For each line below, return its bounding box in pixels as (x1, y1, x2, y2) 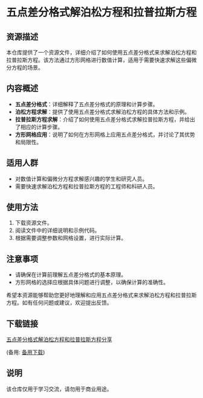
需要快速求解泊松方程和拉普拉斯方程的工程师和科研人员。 (14, 182, 158, 190)
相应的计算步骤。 (20, 123, 63, 130)
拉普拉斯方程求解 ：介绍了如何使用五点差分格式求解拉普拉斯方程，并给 (14, 116, 190, 123)
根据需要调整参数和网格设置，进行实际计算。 (14, 234, 127, 242)
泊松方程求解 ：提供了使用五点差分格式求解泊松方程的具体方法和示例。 (14, 108, 190, 115)
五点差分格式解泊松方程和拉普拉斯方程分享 (6, 336, 112, 343)
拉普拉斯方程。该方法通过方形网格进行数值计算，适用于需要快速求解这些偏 (6, 56, 192, 64)
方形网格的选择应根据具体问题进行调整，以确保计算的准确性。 (14, 279, 169, 286)
